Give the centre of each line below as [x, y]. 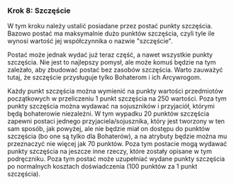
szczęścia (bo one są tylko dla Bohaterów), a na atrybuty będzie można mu [117, 136]
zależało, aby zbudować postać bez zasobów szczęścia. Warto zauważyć [115, 70]
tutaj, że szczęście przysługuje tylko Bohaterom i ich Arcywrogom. [105, 77]
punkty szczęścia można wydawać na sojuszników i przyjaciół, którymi [111, 106]
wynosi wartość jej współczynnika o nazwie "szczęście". [90, 41]
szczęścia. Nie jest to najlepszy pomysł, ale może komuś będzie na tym [112, 62]
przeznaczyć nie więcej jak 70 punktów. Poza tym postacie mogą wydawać [117, 144]
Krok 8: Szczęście [39, 11]
